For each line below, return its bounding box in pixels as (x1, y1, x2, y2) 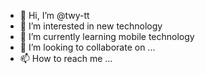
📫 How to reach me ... (19, 53, 113, 64)
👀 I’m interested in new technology (19, 20, 163, 32)
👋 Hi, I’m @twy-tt (19, 10, 90, 21)
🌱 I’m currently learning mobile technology (19, 31, 195, 42)
